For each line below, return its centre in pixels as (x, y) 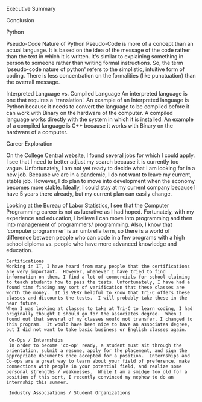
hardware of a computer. (37, 132)
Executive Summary (31, 9)
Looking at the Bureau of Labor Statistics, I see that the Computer (88, 205)
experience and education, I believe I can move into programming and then (99, 218)
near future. (23, 303)
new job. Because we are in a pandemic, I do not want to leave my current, (99, 175)
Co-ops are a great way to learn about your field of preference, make (98, 361)
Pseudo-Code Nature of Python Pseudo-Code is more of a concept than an (100, 44)
